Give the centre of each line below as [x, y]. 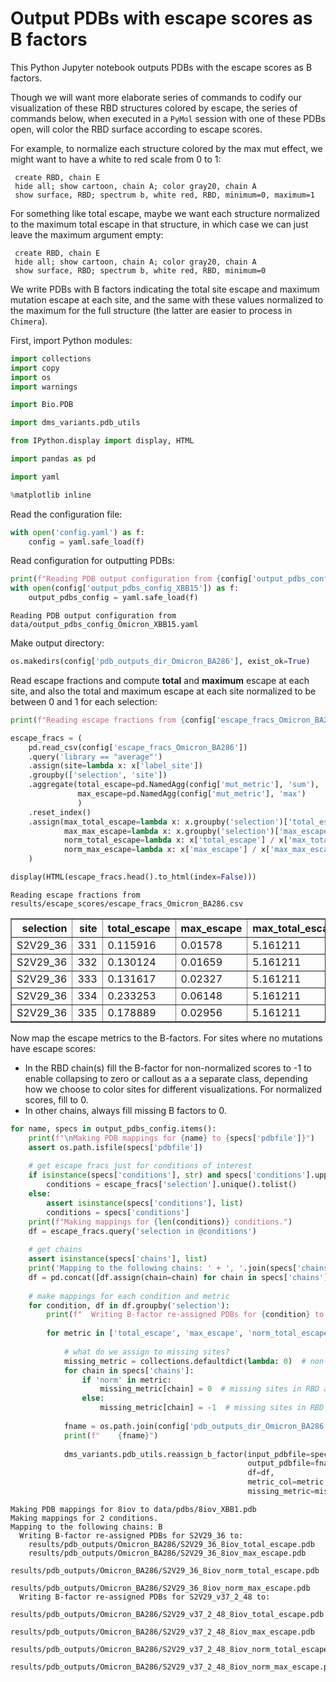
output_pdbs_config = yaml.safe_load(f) [113, 598]
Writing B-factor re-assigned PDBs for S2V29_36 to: [131, 1535]
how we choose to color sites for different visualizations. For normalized [173, 1089]
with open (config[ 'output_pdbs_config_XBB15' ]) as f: [125, 588]
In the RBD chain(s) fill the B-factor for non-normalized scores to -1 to [168, 1068]
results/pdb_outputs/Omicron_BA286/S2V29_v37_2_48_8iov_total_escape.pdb [167, 1614]
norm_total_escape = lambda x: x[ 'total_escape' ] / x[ [175, 840]
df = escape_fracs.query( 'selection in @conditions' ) [142, 1231]
